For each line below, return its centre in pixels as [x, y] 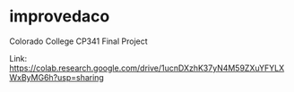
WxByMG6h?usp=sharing [57, 77]
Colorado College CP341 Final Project [78, 41]
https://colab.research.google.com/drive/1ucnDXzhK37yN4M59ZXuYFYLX [147, 68]
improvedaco [60, 17]
